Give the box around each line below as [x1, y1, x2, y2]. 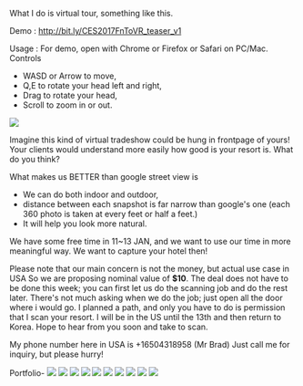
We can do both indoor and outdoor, [22, 189, 159, 200]
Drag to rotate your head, [22, 90, 118, 100]
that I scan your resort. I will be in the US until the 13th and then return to [9, 312, 282, 322]
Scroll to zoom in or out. [22, 99, 113, 110]
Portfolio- [9, 368, 45, 378]
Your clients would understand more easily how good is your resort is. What [9, 144, 294, 154]
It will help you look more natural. [22, 218, 147, 229]
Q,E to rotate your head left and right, [22, 80, 162, 90]
